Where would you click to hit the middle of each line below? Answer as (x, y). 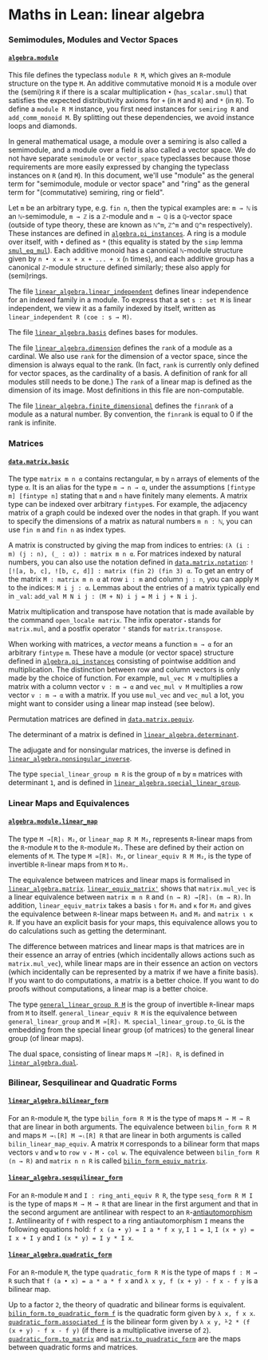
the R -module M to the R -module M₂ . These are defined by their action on (126, 847)
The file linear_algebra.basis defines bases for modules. (103, 333)
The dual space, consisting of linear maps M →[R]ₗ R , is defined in (116, 1054)
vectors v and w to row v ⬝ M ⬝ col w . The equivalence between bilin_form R (134, 1152)
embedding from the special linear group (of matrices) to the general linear (131, 1030)
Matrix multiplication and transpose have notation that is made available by (131, 612)
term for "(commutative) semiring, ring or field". (87, 193)
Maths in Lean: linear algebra (106, 15)
